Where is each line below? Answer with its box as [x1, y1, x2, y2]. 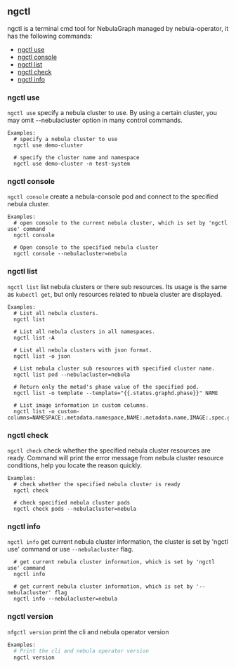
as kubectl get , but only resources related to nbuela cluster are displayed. [7, 290, 223, 298]
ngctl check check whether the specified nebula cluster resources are [7, 446, 211, 455]
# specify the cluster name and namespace [13, 154, 140, 161]
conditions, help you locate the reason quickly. [7, 461, 143, 469]
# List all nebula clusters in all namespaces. [13, 328, 156, 335]
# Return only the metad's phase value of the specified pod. [13, 383, 199, 390]
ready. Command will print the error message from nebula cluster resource [7, 454, 224, 462]
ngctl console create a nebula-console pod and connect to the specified [7, 192, 218, 201]
